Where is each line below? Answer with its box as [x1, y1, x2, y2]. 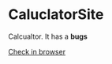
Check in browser [8, 47, 65, 56]
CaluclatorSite [8, 6, 104, 24]
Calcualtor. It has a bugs [8, 32, 88, 41]
